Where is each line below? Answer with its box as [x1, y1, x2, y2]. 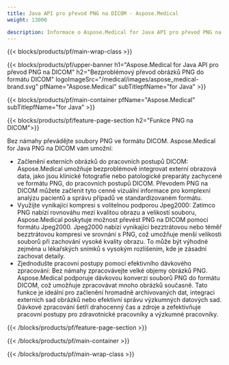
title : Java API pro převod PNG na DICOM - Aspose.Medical [7, 10, 179, 17]
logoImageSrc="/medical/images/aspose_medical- [55, 75, 200, 84]
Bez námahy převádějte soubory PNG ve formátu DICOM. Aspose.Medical [7, 137, 216, 145]
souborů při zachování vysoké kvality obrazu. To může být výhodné [16, 238, 208, 246]
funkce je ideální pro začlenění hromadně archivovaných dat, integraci [16, 288, 215, 297]
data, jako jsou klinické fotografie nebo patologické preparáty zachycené [16, 172, 223, 180]
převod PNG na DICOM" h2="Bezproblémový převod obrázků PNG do [7, 68, 204, 76]
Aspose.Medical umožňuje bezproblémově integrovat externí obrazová [16, 165, 217, 173]
